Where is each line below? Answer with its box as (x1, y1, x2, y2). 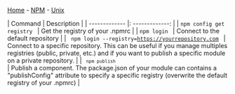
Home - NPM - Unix (7, 6, 65, 14)
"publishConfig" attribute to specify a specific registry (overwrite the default (7, 71, 228, 79)
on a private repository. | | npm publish (7, 56, 116, 65)
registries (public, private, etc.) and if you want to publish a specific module (7, 49, 226, 57)
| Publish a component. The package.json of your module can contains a (7, 64, 217, 72)
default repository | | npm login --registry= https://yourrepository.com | (7, 34, 226, 42)
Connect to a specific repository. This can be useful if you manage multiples (7, 42, 228, 49)
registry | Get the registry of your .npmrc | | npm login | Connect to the (7, 27, 220, 35)
